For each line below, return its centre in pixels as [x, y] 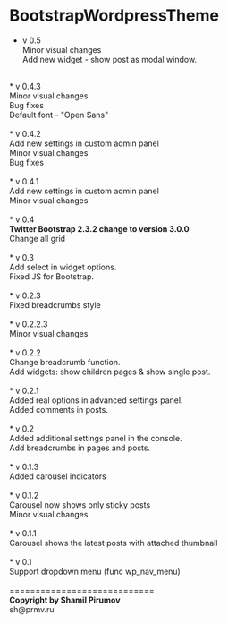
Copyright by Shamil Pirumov [65, 600]
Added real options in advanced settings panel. [96, 400]
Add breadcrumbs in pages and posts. [80, 448]
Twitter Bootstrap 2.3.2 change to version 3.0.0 [99, 228]
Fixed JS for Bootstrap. [52, 276]
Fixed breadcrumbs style [55, 304]
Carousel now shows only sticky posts [80, 504]
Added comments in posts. [59, 409]
